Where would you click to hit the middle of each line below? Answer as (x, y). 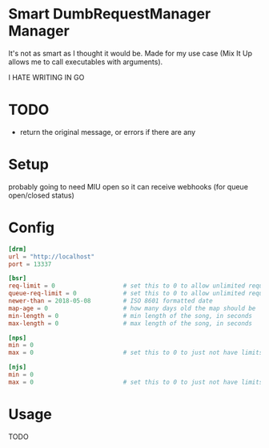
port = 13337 (30, 264)
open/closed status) (41, 195)
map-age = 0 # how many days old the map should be (132, 308)
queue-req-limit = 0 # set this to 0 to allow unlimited (127, 294)
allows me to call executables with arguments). (86, 62)
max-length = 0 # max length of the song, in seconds (130, 323)
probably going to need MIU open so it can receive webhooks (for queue (128, 186)
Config (31, 228)
